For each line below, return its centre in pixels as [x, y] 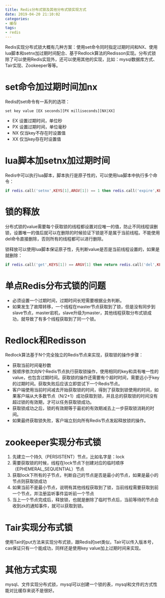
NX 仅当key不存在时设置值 [39, 133]
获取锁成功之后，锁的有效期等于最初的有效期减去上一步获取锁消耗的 [81, 408]
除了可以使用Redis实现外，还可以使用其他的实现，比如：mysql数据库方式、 [81, 59]
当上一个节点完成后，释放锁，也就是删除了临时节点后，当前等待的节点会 [85, 500]
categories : [17, 19]
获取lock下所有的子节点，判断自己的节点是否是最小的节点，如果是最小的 [85, 475]
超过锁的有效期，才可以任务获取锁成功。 [53, 402]
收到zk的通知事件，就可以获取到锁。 [49, 506]
